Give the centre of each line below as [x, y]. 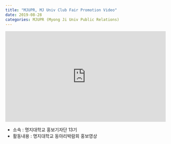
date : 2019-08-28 [24, 15]
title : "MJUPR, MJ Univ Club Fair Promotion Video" [61, 10]
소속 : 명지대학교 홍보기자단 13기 [45, 129]
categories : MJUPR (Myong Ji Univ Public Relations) [62, 19]
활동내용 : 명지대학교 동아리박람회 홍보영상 [55, 136]
